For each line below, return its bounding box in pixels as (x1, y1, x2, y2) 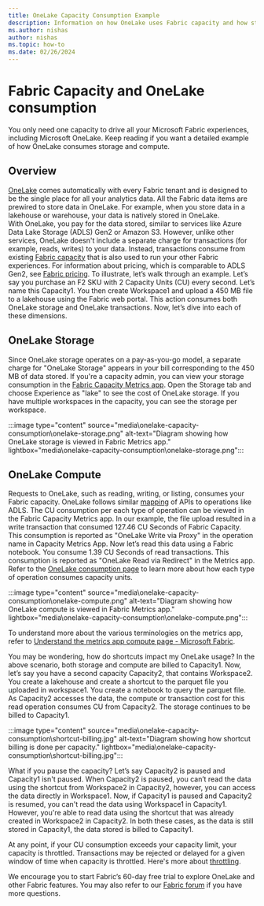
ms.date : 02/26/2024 (8, 48, 76, 56)
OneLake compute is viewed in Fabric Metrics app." (8, 604, 175, 615)
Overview (8, 165, 57, 178)
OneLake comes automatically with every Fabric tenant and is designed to (8, 185, 247, 195)
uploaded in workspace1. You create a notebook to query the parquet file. (8, 685, 246, 695)
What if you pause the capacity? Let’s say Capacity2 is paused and (8, 766, 225, 776)
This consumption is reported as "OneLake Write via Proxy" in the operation (8, 531, 254, 540)
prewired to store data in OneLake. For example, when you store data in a (8, 202, 246, 211)
